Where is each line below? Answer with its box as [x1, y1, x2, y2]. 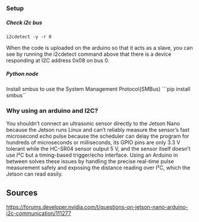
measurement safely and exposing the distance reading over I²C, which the [6, 164, 191, 172]
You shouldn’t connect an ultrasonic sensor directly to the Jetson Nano [6, 120, 180, 127]
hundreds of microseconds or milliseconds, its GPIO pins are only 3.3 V [6, 139, 181, 146]
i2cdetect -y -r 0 [6, 34, 52, 40]
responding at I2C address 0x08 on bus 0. [6, 56, 110, 64]
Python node [6, 70, 39, 78]
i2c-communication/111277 [6, 210, 71, 217]
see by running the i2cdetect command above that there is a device [6, 50, 172, 58]
